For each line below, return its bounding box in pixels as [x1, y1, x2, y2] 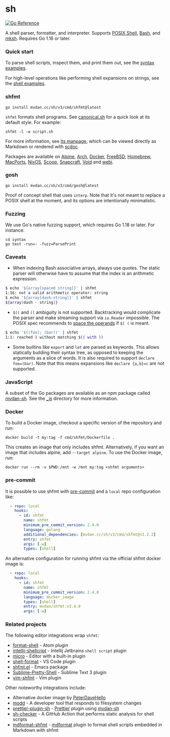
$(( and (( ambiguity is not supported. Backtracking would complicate [12, 309, 161, 315]
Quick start [5, 48, 34, 55]
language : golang [23, 527, 60, 532]
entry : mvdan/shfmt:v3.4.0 [23, 604, 81, 609]
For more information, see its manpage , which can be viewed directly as [5, 138, 157, 144]
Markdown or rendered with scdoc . [5, 144, 79, 150]
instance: [5, 227, 25, 233]
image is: [5, 561, 24, 567]
